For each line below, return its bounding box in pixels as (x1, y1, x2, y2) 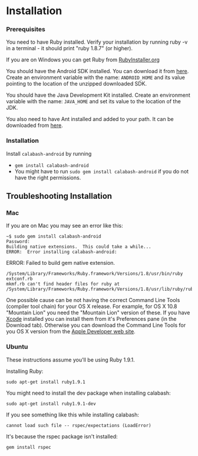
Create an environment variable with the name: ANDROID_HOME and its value (6, 74, 186, 81)
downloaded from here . (6, 122, 63, 129)
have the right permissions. (14, 174, 81, 181)
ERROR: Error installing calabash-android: (6, 249, 117, 255)
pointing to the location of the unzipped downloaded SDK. (6, 80, 147, 87)
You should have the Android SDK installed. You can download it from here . (6, 68, 189, 75)
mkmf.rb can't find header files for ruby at (6, 281, 120, 287)
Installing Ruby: (6, 368, 44, 375)
